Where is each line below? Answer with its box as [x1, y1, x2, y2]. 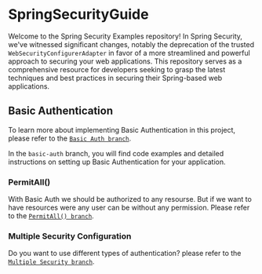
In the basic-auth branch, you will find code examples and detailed [8, 148, 224, 158]
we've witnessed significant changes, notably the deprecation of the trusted [8, 39, 255, 49]
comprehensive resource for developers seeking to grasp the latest [8, 64, 226, 74]
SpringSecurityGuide [8, 5, 149, 24]
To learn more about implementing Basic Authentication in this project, [8, 125, 236, 134]
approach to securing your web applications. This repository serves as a [8, 57, 242, 66]
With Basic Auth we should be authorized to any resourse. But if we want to [8, 195, 253, 204]
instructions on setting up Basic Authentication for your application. [8, 157, 226, 166]
